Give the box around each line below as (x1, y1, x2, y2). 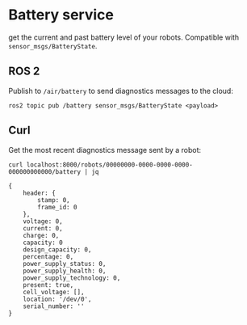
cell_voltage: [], (23, 288, 85, 296)
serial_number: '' (23, 302, 85, 310)
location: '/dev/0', (23, 295, 92, 303)
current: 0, (23, 224, 63, 232)
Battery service (8, 6, 115, 24)
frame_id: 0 (37, 203, 78, 211)
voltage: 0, (23, 217, 63, 226)
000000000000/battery (8, 167, 82, 175)
